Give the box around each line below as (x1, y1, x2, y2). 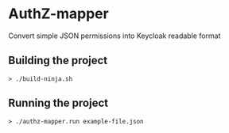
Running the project (8, 97, 109, 110)
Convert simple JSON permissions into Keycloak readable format (8, 31, 221, 40)
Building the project (8, 54, 108, 67)
